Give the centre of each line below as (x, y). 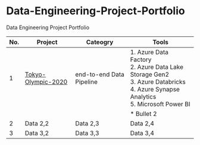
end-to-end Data (100, 74)
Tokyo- (35, 74)
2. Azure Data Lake (157, 67)
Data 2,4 (142, 123)
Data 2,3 (87, 123)
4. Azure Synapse (155, 89)
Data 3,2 (37, 133)
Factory (141, 59)
